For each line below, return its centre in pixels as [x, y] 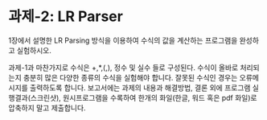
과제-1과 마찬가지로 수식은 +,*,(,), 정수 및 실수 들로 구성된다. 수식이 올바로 [123, 67]
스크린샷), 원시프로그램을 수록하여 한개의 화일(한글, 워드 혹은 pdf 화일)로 [144, 97]
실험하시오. [34, 50]
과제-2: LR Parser [66, 17]
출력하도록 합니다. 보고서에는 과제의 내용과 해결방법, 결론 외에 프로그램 [140, 87]
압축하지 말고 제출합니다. [47, 108]
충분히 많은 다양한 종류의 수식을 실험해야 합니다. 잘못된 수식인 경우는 [130, 77]
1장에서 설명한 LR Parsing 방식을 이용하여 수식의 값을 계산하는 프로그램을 [123, 40]
